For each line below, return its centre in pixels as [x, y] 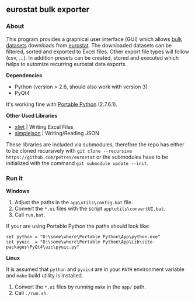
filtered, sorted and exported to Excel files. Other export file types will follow [98, 52]
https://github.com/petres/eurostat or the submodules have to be [87, 157]
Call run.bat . [30, 215]
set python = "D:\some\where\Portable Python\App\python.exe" [83, 236]
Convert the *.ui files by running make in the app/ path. [80, 287]
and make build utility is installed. [45, 275]
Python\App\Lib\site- [129, 242]
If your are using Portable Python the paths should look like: [78, 226]
